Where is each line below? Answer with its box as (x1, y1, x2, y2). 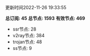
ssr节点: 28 (12, 26, 37, 32)
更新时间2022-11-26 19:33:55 (5, 5, 67, 10)
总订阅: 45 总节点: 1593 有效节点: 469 (5, 15, 85, 21)
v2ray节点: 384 (12, 33, 45, 38)
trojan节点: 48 (12, 39, 42, 45)
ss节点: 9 (12, 45, 32, 51)
